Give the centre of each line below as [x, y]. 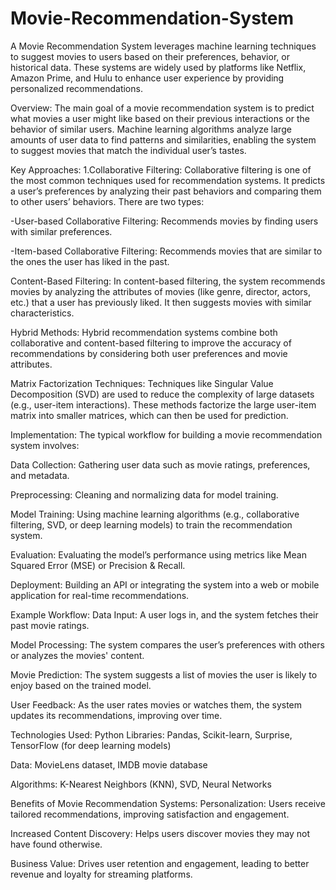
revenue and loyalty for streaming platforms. [101, 874]
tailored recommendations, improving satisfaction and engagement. [150, 814]
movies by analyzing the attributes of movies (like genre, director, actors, [160, 291]
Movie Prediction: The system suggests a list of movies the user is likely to [164, 674]
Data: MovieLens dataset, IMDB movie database [109, 764]
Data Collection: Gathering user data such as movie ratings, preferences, [160, 464]
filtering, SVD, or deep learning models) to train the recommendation [151, 524]
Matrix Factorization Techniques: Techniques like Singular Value [142, 383]
